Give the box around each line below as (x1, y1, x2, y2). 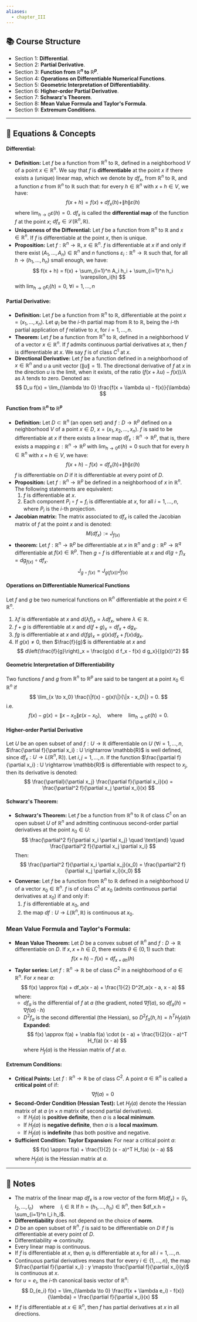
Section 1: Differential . (14, 55, 69, 62)
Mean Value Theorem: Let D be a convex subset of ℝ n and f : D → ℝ (14, 938, 181, 946)
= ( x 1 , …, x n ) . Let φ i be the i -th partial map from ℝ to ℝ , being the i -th (14, 318, 179, 327)
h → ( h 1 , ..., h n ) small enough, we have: (14, 256, 108, 265)
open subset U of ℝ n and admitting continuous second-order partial (14, 818, 179, 826)
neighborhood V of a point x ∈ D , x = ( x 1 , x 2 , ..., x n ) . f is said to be (14, 425, 173, 434)
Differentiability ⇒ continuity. (14, 1237, 85, 1244)
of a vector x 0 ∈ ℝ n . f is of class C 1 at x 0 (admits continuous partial (14, 884, 177, 894)
